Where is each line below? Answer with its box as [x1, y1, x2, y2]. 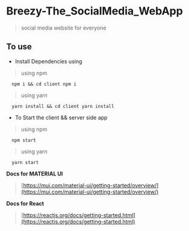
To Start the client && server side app [14, 113, 108, 121]
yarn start [11, 159, 39, 165]
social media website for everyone [20, 24, 107, 31]
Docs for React [6, 200, 44, 207]
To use [6, 42, 32, 52]
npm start [11, 137, 36, 143]
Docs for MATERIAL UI [6, 170, 63, 177]
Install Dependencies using [14, 57, 82, 65]
